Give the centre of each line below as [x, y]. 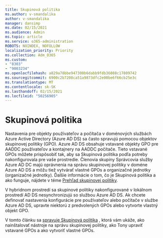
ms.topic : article [24, 37]
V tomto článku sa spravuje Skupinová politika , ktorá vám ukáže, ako [75, 220]
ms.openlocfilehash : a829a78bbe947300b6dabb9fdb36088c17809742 [71, 73]
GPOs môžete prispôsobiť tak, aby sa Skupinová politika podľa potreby [76, 154]
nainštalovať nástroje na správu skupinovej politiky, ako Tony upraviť [74, 225]
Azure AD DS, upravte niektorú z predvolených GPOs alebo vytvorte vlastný [81, 205]
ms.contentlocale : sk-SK [30, 87]
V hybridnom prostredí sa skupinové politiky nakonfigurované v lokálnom [79, 190]
